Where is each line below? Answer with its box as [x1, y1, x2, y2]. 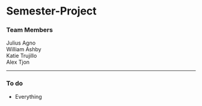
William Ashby [6, 46, 41, 53]
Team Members [6, 26, 53, 34]
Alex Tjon [6, 58, 30, 66]
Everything [14, 93, 42, 100]
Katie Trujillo [6, 52, 37, 60]
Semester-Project [6, 4, 97, 18]
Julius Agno [6, 39, 36, 46]
